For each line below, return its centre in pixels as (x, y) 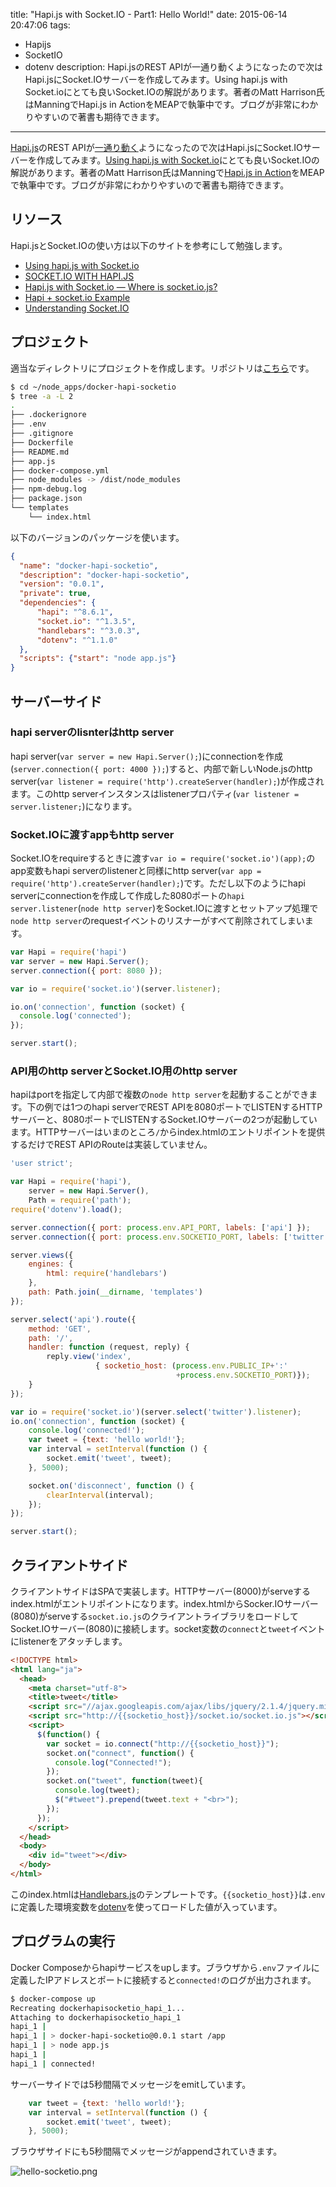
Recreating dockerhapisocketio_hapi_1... (98, 2008)
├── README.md (40, 452)
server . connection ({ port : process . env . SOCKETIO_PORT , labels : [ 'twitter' (169, 1237)
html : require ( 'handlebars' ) (107, 1274)
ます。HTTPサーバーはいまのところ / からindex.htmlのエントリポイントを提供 (168, 1132)
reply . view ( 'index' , (89, 1357)
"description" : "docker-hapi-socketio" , (104, 575)
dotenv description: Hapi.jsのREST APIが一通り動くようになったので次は (174, 67)
